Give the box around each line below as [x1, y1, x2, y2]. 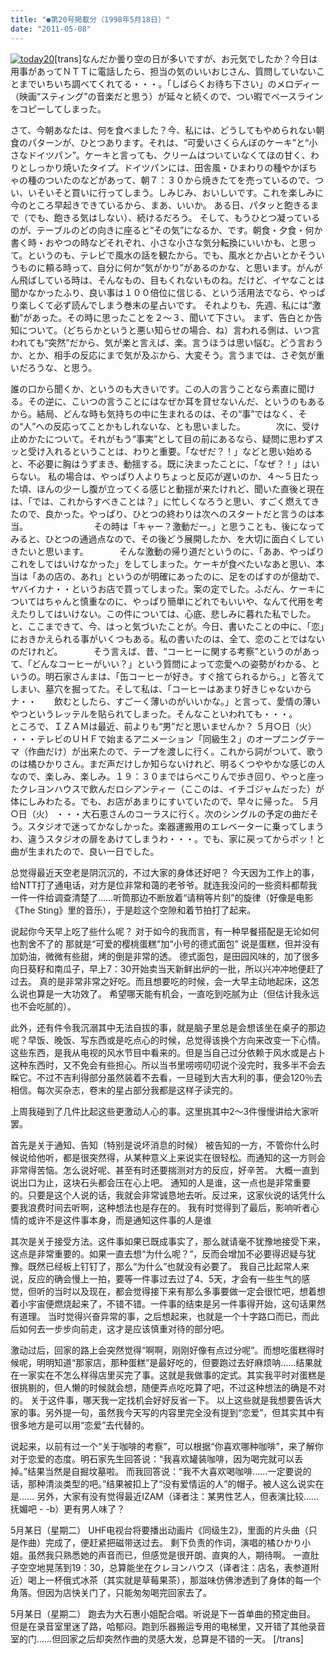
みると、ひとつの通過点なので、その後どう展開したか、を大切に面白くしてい [10, 532, 325, 545]
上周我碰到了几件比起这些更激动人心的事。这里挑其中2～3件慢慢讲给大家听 [10, 1105, 320, 1117]
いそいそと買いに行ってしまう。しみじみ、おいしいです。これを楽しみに [27, 186, 324, 198]
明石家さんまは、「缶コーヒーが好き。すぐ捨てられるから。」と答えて [44, 670, 325, 682]
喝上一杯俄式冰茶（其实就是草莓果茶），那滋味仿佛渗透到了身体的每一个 [27, 1574, 322, 1586]
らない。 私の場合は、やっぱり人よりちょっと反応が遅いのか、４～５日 [10, 470, 302, 482]
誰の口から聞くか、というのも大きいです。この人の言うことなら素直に [10, 382, 298, 395]
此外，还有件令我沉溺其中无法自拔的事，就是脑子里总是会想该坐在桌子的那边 [10, 1021, 326, 1033]
